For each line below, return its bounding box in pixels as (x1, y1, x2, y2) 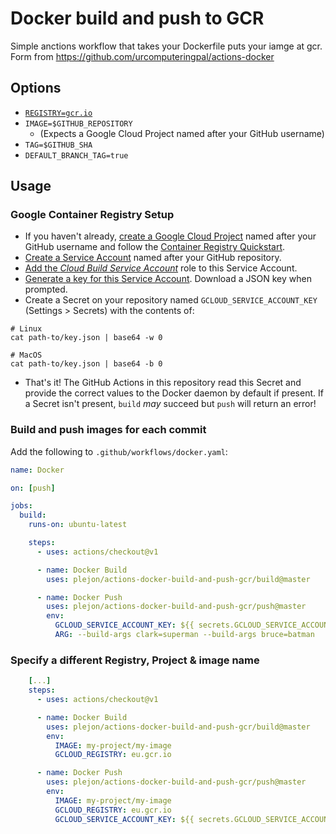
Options (10, 80, 62, 97)
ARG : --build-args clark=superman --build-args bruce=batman (54, 630, 315, 640)
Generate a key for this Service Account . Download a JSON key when (24, 273, 312, 285)
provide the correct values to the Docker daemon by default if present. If (24, 387, 324, 399)
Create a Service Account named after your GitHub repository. (24, 252, 282, 264)
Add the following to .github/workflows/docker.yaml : (10, 445, 228, 457)
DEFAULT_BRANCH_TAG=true (24, 150, 129, 161)
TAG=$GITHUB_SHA (24, 140, 93, 150)
